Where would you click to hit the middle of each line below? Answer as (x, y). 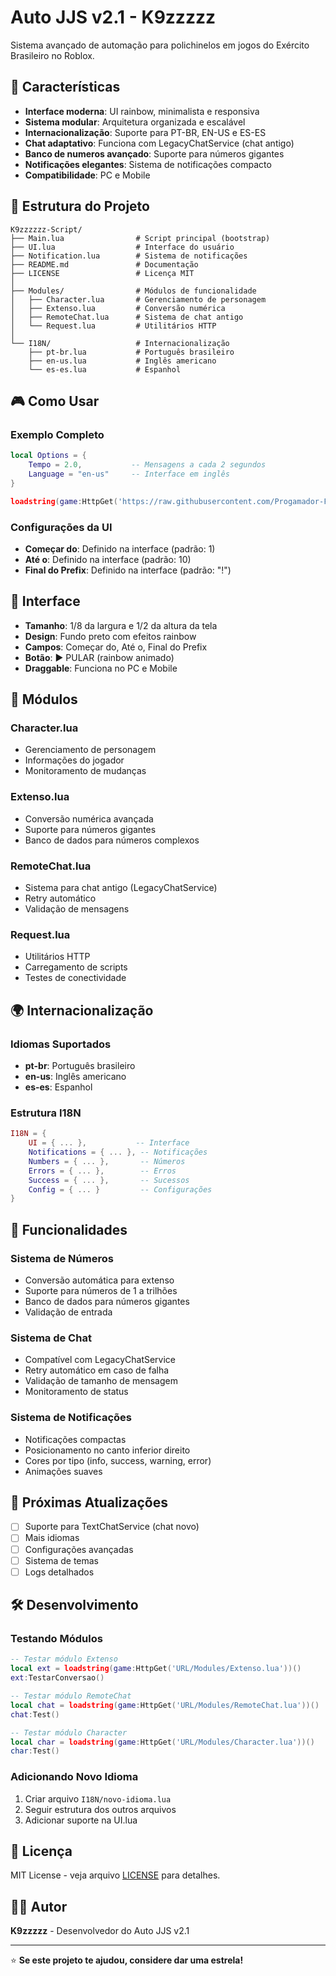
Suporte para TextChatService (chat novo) (112, 1527)
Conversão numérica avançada (89, 818)
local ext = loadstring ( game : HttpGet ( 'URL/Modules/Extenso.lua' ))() (156, 1669)
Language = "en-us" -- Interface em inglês (129, 474)
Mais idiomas (52, 1538)
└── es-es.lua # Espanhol (105, 369)
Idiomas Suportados (61, 1044)
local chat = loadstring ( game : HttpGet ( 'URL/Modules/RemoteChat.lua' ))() (165, 1705)
